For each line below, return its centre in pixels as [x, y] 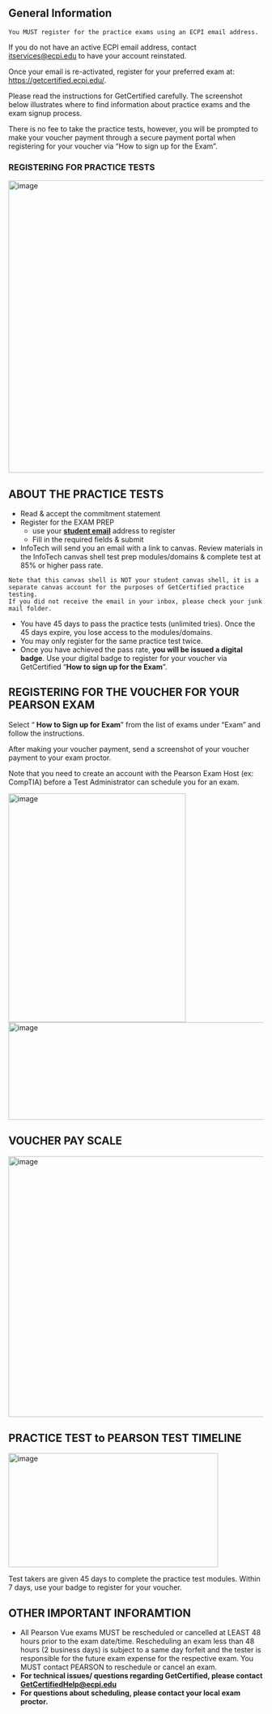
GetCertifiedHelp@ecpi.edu [68, 1685]
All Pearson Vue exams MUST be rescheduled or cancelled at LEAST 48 [140, 1633]
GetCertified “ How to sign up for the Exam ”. [93, 667]
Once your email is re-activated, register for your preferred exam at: [121, 71]
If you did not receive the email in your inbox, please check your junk [136, 601]
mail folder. [30, 608]
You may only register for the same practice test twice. [111, 641]
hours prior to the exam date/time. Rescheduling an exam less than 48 [137, 1641]
